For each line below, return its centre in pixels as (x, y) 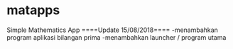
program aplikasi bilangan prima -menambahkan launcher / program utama (116, 37)
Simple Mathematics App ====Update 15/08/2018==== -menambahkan (112, 30)
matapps (33, 10)
